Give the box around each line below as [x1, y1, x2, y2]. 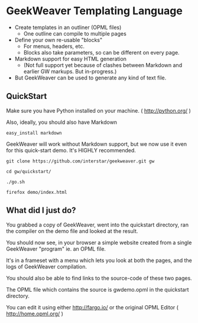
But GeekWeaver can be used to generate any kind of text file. [14, 74, 167, 81]
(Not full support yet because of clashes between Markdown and [23, 61, 182, 69]
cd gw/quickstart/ [6, 168, 51, 174]
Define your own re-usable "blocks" [14, 36, 102, 43]
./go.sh [6, 179, 25, 185]
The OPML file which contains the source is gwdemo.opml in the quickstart [6, 286, 189, 293]
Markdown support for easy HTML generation [14, 55, 127, 62]
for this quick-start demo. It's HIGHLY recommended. [6, 146, 136, 153]
